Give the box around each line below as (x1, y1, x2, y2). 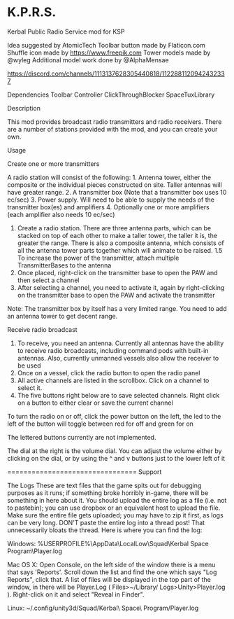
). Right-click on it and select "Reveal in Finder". (7, 590, 145, 599)
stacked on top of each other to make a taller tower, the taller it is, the (17, 231, 218, 239)
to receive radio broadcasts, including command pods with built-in (17, 346, 209, 354)
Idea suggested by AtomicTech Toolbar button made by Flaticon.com (7, 41, 206, 49)
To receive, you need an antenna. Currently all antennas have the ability (17, 339, 224, 347)
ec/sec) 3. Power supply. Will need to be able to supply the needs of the (7, 195, 215, 204)
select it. (17, 383, 43, 392)
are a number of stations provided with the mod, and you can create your (7, 125, 218, 133)
